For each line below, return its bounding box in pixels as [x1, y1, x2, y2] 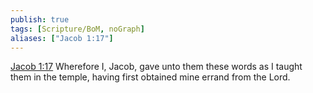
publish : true [10, 14, 70, 25]
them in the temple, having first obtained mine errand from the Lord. [10, 71, 291, 83]
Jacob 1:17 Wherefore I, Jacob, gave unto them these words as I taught [10, 61, 303, 73]
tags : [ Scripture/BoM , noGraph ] [10, 24, 145, 34]
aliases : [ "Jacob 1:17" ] [10, 33, 114, 43]
